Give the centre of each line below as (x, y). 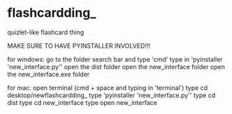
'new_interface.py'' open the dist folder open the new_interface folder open (116, 66)
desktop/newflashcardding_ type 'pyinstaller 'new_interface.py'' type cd (111, 95)
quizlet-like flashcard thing (46, 32)
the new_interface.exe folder (49, 74)
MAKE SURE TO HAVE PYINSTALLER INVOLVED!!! (79, 45)
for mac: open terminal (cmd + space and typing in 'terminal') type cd (108, 87)
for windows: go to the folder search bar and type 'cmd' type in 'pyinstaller (115, 59)
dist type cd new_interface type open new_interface (82, 102)
